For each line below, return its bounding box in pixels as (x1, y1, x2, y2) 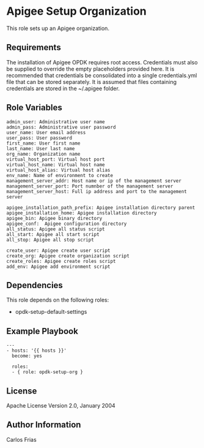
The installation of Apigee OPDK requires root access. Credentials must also (6, 58, 198, 66)
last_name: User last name (6, 145, 75, 151)
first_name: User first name (6, 140, 81, 146)
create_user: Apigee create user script (6, 247, 111, 254)
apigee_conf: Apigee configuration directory (6, 221, 127, 227)
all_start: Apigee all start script (6, 231, 100, 237)
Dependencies (6, 280, 63, 290)
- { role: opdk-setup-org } (12, 369, 84, 375)
